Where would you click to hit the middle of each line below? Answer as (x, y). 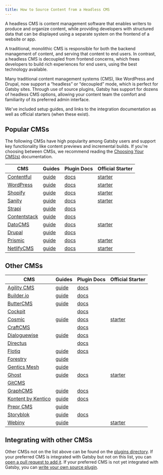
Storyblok (19, 414)
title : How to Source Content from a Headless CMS (57, 10)
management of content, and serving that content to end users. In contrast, (81, 54)
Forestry (17, 359)
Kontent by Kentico (29, 399)
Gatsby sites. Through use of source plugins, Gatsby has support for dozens (81, 89)
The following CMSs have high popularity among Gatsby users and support (80, 141)
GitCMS (16, 383)
